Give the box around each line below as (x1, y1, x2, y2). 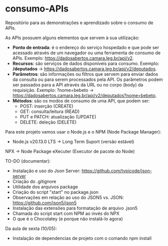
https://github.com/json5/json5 (12, 199, 77, 206)
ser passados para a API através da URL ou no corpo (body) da (12, 81, 143, 88)
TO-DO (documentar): (5, 158, 51, 164)
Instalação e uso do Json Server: (12, 168, 81, 174)
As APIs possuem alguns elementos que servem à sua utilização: (5, 35, 139, 41)
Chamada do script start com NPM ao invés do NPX (12, 210, 120, 216)
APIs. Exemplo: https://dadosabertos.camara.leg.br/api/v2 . (12, 55, 134, 61)
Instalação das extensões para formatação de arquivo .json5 (12, 205, 138, 211)
